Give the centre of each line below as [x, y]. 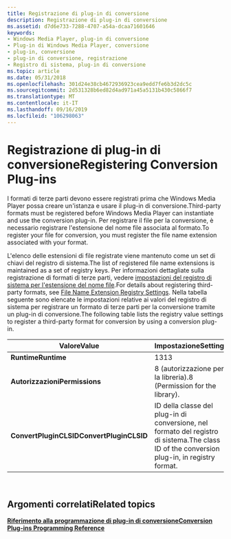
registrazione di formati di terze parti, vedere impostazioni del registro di [109, 277]
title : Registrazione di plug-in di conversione [78, 13]
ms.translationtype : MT [41, 97]
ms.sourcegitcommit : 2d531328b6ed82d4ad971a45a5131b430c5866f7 [100, 90]
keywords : [21, 33]
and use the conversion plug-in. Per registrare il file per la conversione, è [110, 220]
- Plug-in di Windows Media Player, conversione [78, 45]
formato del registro [186, 431]
